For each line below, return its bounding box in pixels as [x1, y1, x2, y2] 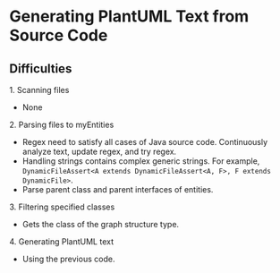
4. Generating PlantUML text [9, 236, 115, 247]
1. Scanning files [9, 85, 70, 95]
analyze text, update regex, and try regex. [21, 146, 177, 157]
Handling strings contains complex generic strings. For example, [21, 156, 260, 166]
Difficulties [9, 61, 72, 76]
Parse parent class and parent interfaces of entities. [21, 184, 214, 194]
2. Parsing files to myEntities [9, 119, 115, 130]
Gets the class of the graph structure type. [21, 219, 180, 229]
